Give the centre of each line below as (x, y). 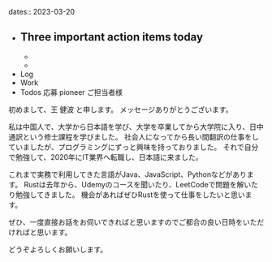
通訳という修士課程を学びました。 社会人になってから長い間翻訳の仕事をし (134, 136)
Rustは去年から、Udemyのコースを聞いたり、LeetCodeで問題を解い (138, 184)
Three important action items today (112, 37)
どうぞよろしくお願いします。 (58, 249)
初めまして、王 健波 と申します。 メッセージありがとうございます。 (121, 110)
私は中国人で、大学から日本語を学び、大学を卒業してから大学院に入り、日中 (136, 127)
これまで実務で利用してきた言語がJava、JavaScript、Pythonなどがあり (128, 174)
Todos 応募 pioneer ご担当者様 (71, 92)
